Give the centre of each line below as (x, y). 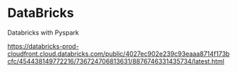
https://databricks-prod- (43, 46)
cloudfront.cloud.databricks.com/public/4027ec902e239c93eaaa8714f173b (118, 54)
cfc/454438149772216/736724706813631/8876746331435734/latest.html (116, 61)
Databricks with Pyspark (43, 32)
